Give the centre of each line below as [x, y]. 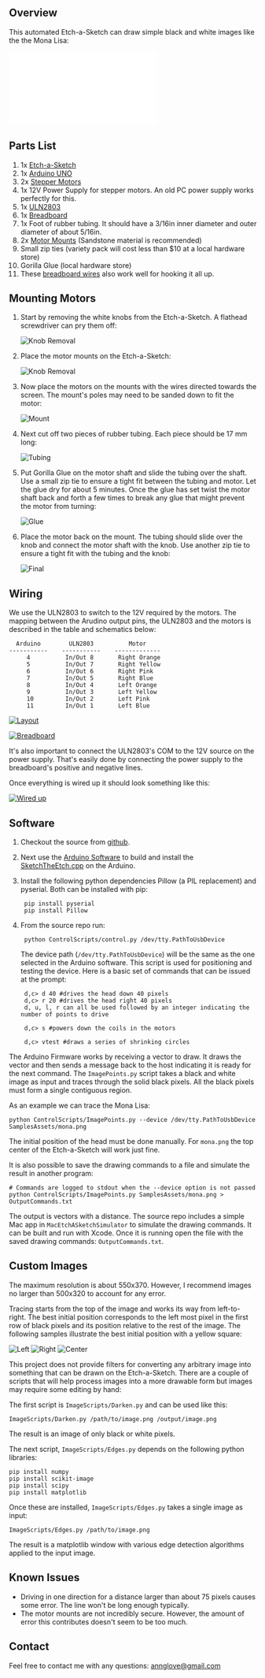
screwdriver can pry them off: [68, 325]
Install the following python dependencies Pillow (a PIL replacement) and [138, 881]
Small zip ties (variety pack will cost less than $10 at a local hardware [132, 248]
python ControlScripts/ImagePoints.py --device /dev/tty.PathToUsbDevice [132, 1120]
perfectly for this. [48, 198]
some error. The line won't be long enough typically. [105, 1605]
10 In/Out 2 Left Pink [88, 699]
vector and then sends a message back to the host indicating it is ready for [130, 1065]
